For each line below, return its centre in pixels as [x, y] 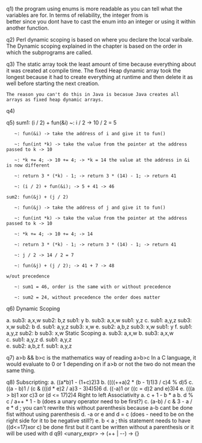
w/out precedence [28, 276]
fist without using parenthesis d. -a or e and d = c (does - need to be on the [100, 414]
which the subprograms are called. [49, 53]
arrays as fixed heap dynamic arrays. [55, 100]
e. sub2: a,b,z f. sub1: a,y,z [39, 346]
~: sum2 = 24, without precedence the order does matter [87, 298]
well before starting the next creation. [53, 83]
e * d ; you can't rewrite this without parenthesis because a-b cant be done [99, 408]
